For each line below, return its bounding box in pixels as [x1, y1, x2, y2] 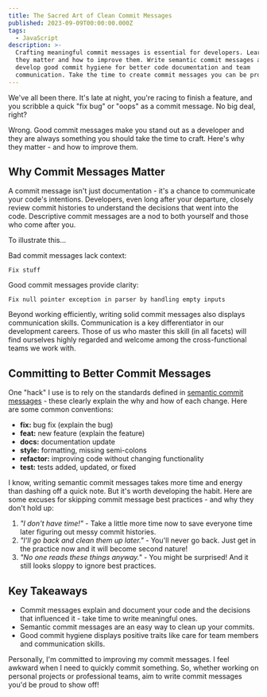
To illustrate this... [8, 236, 67, 245]
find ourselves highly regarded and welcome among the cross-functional [8, 335, 247, 345]
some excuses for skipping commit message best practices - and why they [8, 495, 254, 504]
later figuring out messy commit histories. [19, 527, 157, 537]
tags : [8, 26, 26, 34]
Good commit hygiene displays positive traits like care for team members [19, 631, 259, 640]
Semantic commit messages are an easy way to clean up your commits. [19, 622, 255, 632]
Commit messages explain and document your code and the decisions [19, 605, 251, 615]
